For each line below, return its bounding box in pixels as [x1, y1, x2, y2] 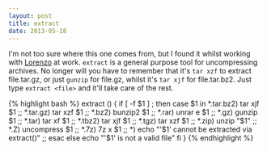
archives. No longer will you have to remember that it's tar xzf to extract [8, 66, 252, 76]
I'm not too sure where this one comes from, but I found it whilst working [8, 49, 251, 59]
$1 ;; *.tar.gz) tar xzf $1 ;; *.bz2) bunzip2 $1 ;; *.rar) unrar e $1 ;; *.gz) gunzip [8, 107, 258, 117]
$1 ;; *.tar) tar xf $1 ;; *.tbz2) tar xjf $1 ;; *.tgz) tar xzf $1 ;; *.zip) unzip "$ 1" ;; [8, 116, 257, 126]
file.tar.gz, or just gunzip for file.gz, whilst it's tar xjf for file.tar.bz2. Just [8, 74, 252, 85]
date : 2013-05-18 [8, 27, 67, 35]
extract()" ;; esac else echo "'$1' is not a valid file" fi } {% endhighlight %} [8, 133, 254, 143]
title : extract [8, 19, 60, 27]
